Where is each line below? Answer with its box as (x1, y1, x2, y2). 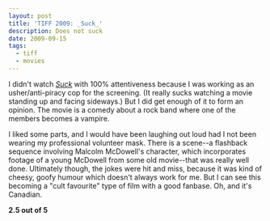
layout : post (8, 11, 53, 20)
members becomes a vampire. (8, 113, 110, 123)
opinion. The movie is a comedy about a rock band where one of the (8, 104, 236, 114)
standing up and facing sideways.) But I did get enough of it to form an (8, 96, 244, 106)
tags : (8, 42, 27, 50)
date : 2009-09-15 (8, 34, 67, 43)
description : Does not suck (8, 27, 103, 35)
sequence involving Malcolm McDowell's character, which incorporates (8, 147, 247, 156)
